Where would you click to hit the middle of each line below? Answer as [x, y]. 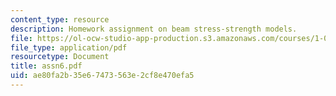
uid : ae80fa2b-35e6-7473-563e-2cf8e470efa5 [102, 76]
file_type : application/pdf [69, 47]
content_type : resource [60, 19]
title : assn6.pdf [46, 66]
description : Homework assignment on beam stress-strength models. [154, 29]
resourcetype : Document [60, 57]
